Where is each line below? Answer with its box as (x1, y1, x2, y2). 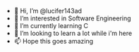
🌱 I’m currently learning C (13, 22, 89, 30)
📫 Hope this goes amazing (13, 37, 94, 45)
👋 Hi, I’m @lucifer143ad (13, 7, 83, 15)
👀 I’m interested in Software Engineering (13, 14, 132, 22)
